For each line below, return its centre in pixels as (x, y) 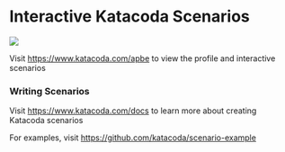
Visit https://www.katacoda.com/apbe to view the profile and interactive (142, 58)
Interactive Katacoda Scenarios (129, 17)
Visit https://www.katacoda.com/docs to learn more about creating (133, 111)
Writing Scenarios (49, 91)
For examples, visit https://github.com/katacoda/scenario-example (133, 138)
